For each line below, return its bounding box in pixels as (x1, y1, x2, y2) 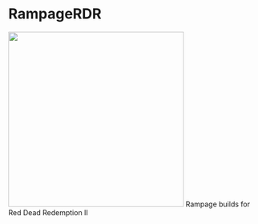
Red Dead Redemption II (8, 207, 88, 217)
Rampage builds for (185, 199, 251, 209)
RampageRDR (8, 5, 102, 23)
